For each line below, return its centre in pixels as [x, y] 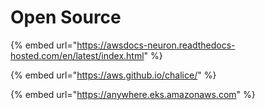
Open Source [66, 17]
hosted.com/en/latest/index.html [77, 55]
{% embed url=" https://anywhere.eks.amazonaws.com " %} [133, 94]
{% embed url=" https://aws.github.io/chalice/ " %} [113, 75]
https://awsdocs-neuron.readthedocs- [156, 45]
